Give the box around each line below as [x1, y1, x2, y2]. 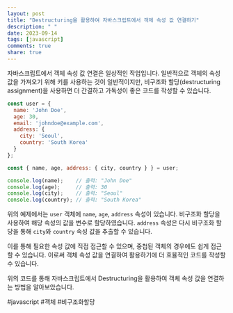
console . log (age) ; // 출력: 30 [7, 184, 108, 191]
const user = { [7, 100, 51, 107]
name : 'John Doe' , [13, 106, 67, 113]
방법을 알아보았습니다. [14, 283, 74, 291]
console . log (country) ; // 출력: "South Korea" [7, 196, 142, 204]
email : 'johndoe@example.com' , [13, 120, 104, 127]
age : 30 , [13, 113, 39, 120]
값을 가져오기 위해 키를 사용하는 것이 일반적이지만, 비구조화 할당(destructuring [7, 77, 221, 86]
